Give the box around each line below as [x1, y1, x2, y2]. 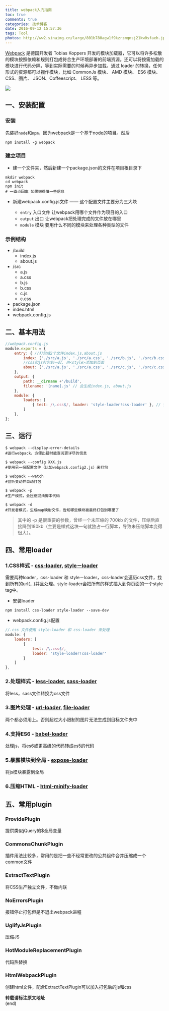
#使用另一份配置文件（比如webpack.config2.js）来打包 [5, 465, 108, 470]
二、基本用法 [5, 327, 45, 336]
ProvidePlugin [5, 815, 41, 822]
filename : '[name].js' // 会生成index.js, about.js [23, 383, 132, 388]
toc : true [5, 12, 26, 17]
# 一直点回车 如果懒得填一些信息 [5, 189, 64, 194]
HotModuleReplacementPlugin [5, 947, 82, 954]
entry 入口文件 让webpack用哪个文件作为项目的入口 [20, 209, 128, 215]
